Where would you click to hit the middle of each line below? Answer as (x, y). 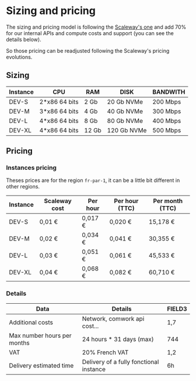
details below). (24, 39)
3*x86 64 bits (59, 111)
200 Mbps (167, 102)
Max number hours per (40, 335)
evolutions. (19, 57)
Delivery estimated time (41, 365)
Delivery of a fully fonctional (120, 362)
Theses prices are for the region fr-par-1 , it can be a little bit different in (93, 180)
